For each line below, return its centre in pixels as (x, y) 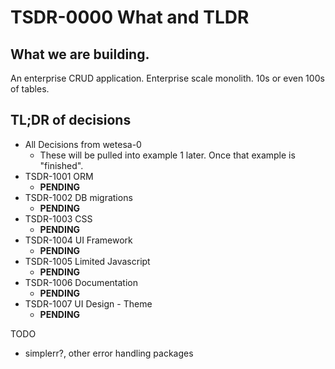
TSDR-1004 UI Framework (78, 240)
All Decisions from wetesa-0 (83, 144)
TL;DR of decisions (71, 120)
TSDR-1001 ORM (59, 176)
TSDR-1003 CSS (58, 218)
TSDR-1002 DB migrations (78, 197)
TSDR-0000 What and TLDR (130, 17)
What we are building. (80, 54)
